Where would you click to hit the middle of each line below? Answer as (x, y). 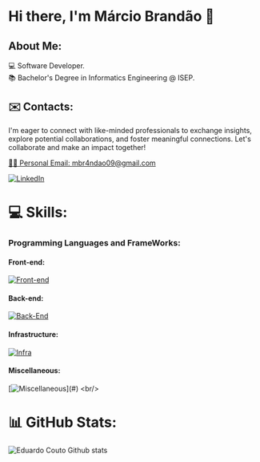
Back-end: (26, 298)
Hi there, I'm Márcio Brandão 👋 (111, 16)
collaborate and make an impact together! (77, 147)
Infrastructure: (33, 334)
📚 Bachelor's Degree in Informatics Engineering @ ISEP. (102, 78)
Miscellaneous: (34, 371)
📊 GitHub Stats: (63, 422)
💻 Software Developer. (47, 66)
